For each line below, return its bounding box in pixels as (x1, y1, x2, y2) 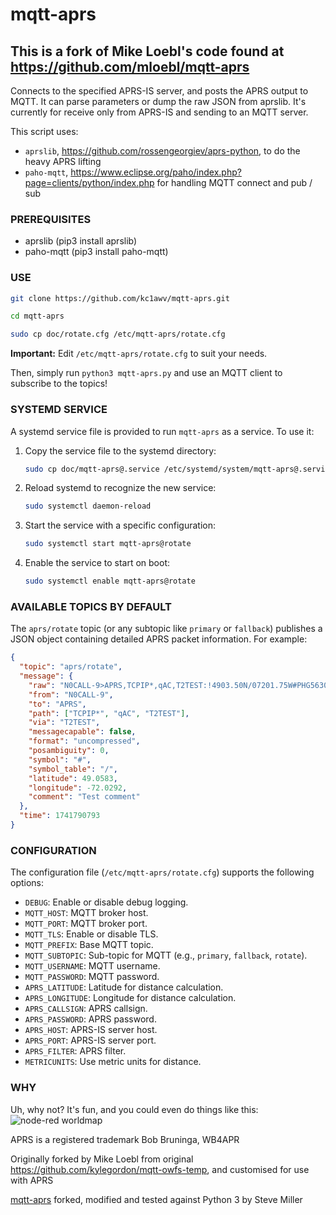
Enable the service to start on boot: (24, 557, 171, 569)
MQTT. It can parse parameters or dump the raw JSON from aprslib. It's (10, 96, 307, 107)
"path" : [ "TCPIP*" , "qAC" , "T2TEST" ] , (28, 708, 190, 718)
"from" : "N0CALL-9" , (28, 689, 114, 700)
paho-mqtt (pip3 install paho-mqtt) (24, 246, 169, 258)
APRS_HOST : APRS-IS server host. (24, 1024, 158, 1036)
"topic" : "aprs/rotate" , (19, 662, 123, 672)
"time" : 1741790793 (19, 811, 101, 821)
